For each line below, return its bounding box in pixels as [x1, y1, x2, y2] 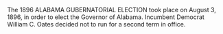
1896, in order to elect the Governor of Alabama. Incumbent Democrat [7, 13, 204, 21]
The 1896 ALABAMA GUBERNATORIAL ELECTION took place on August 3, [7, 6, 216, 14]
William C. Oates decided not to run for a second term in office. [7, 20, 186, 28]
